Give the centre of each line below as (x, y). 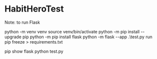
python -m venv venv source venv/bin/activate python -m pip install (72, 31)
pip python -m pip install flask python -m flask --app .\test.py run (87, 37)
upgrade (13, 37)
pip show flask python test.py (34, 51)
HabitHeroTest (34, 9)
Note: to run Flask (22, 22)
